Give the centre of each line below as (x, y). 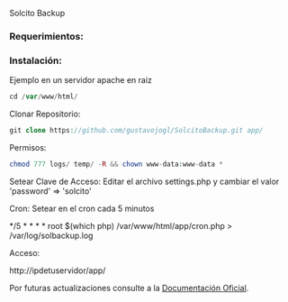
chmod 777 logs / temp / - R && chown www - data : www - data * (116, 164)
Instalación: (36, 60)
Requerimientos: (46, 36)
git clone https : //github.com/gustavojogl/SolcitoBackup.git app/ (136, 131)
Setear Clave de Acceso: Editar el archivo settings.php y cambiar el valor (144, 181)
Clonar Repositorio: (45, 114)
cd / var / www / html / (44, 97)
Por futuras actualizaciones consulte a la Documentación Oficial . (129, 288)
